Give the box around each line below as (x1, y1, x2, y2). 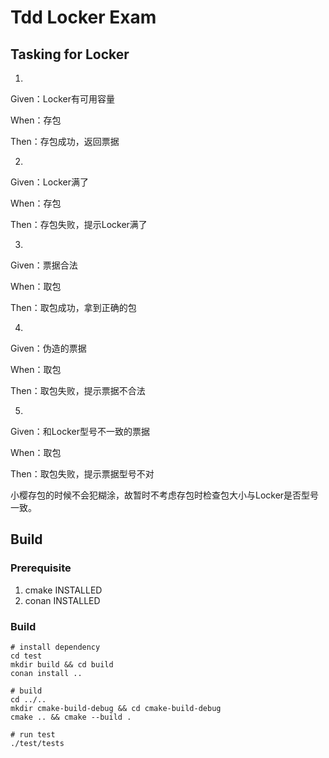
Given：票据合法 (10, 259, 78, 271)
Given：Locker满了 (10, 176, 89, 188)
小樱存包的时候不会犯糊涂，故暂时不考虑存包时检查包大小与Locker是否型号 (10, 489, 320, 501)
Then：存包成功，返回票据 (10, 136, 120, 147)
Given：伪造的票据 (10, 342, 87, 354)
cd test (10, 651, 43, 661)
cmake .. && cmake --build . (10, 712, 132, 722)
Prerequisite (10, 561, 72, 575)
